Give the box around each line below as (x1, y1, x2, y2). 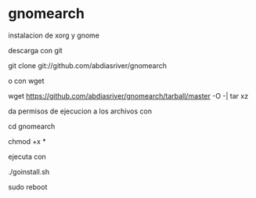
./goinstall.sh (8, 167, 50, 176)
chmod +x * (8, 136, 46, 146)
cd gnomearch (8, 121, 56, 131)
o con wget (8, 76, 45, 85)
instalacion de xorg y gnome (8, 31, 100, 40)
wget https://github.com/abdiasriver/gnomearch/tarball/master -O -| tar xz (8, 91, 249, 100)
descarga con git (8, 45, 63, 55)
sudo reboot (8, 182, 48, 192)
